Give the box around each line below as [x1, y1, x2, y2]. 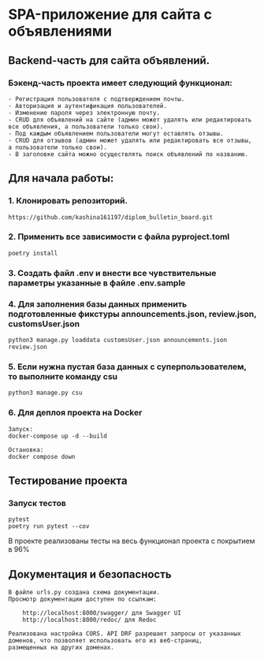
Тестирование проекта [8, 475, 128, 488]
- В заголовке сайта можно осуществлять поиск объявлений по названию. [8, 150, 248, 158]
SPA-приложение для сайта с [8, 6, 213, 24]
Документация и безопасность [8, 568, 172, 581]
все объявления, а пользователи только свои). [8, 122, 164, 131]
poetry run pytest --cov [8, 523, 90, 531]
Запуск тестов [8, 497, 67, 508]
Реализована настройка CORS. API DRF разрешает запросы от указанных [8, 630, 242, 638]
